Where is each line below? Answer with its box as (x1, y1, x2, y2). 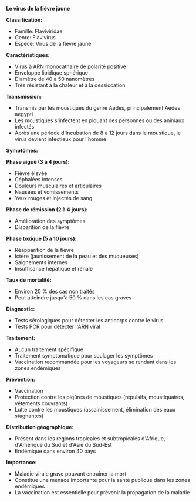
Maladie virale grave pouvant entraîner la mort (14, 470, 127, 477)
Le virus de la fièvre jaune (6, 5, 70, 12)
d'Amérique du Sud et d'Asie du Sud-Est (14, 442, 113, 448)
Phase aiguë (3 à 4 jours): (6, 159, 70, 165)
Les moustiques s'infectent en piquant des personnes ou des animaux (14, 117, 185, 124)
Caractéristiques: (6, 52, 50, 58)
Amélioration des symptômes (14, 217, 86, 224)
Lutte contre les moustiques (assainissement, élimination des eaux (14, 406, 176, 413)
